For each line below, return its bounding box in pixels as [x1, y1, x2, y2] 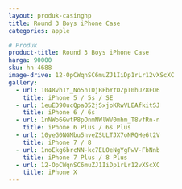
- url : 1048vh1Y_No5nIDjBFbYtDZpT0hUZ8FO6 [15, 86, 160, 94]
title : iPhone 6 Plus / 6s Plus [23, 124, 131, 132]
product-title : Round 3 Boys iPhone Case [8, 49, 150, 57]
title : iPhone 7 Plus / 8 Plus [23, 154, 128, 162]
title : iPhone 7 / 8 [23, 138, 92, 146]
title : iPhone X [23, 168, 78, 177]
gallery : [8, 78, 38, 87]
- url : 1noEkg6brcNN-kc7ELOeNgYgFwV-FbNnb [15, 146, 160, 154]
